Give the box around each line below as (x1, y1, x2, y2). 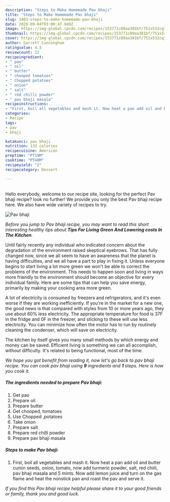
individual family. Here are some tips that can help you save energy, (5, 279, 147, 285)
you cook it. (5, 368, 30, 374)
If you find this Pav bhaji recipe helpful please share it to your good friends (5, 485, 162, 491)
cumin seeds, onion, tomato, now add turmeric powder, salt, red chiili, (12, 465, 158, 471)
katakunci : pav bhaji (5, 139, 51, 144)
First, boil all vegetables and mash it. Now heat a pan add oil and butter (12, 459, 161, 466)
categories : (5, 111, 30, 116)
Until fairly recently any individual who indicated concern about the (5, 241, 145, 248)
